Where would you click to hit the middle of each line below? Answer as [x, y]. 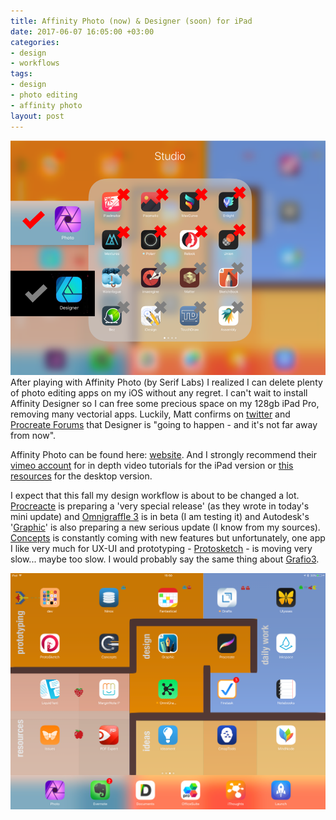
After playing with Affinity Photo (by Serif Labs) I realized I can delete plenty [166, 382]
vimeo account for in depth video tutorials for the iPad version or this [152, 466]
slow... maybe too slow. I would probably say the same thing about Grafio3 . [165, 559]
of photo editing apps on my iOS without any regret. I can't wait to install [159, 393]
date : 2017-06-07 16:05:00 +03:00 [82, 31]
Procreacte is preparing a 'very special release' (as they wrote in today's [160, 506]
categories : [35, 42]
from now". [33, 436]
